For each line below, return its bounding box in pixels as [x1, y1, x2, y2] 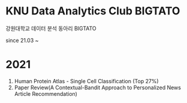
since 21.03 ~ [5, 37, 39, 44]
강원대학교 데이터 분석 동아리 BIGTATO [5, 25, 96, 32]
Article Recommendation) [14, 90, 77, 97]
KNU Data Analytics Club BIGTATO [5, 4, 180, 18]
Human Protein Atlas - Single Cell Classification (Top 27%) [14, 77, 159, 84]
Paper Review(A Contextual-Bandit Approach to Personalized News [14, 84, 181, 91]
